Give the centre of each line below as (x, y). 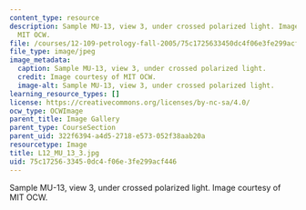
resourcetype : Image (49, 145)
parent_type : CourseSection (63, 128)
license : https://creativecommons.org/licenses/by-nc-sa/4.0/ (130, 102)
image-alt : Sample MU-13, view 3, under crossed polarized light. (146, 85)
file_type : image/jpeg (52, 52)
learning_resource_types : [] (65, 94)
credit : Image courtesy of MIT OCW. (87, 77)
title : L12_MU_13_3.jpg (55, 153)
